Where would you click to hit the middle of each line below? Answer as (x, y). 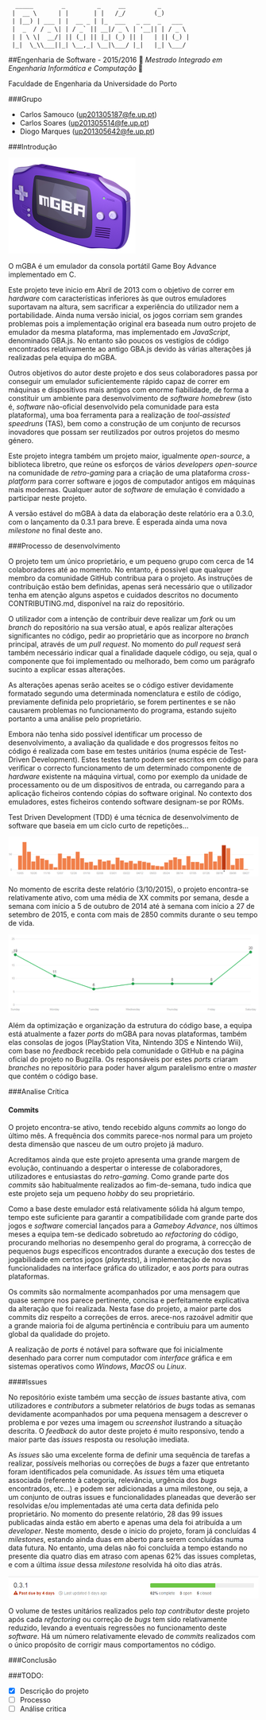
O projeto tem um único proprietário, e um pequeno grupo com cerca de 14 (131, 561)
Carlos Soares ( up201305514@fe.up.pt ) (84, 123)
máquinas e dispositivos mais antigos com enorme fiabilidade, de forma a (129, 390)
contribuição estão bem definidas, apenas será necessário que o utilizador (130, 586)
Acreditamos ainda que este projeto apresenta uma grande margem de (124, 1160)
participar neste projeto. (48, 498)
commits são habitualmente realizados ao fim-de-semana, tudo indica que (130, 1185)
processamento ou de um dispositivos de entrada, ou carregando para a (127, 785)
